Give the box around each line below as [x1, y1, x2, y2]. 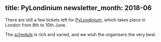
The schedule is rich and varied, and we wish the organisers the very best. [5, 31, 157, 37]
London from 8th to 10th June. [5, 22, 67, 28]
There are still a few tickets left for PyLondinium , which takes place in [5, 17, 146, 22]
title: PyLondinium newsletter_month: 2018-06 [5, 4, 152, 12]
